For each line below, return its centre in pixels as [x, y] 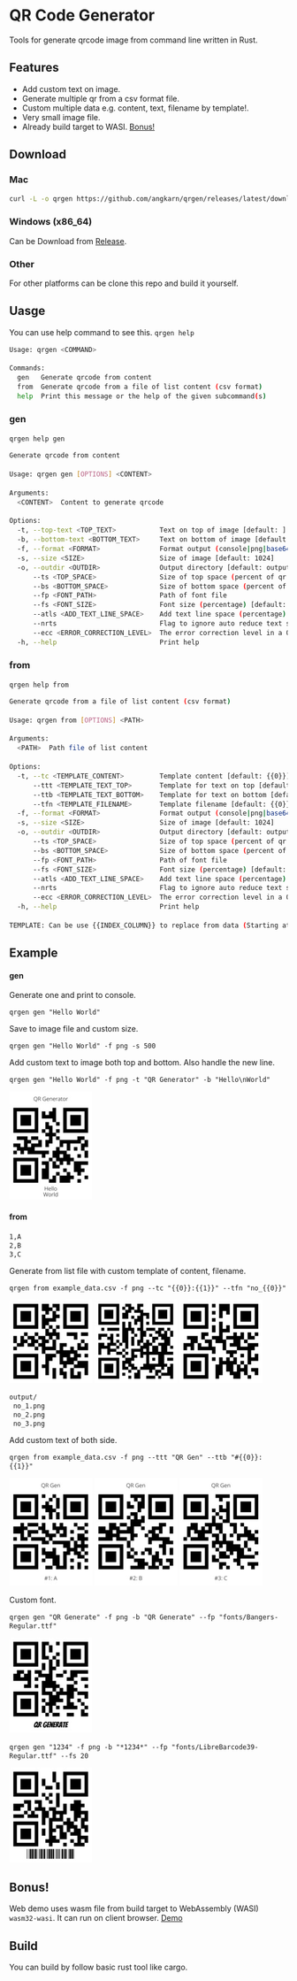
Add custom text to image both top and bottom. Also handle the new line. [142, 1063]
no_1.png [29, 1406]
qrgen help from [39, 685]
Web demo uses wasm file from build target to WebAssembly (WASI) [134, 1908]
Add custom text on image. [71, 88]
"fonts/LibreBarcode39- [215, 1747]
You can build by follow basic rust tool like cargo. [99, 1967]
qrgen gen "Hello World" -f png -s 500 [83, 1046]
